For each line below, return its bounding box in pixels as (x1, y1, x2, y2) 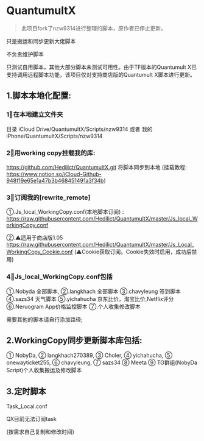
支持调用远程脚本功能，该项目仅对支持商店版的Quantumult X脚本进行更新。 (6, 71, 196, 78)
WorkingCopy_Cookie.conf (6, 248, 73, 256)
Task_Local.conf (6, 403, 47, 410)
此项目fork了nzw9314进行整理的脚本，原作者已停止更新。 (21, 24, 166, 32)
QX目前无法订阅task (6, 415, 57, 423)
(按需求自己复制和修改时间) (6, 428, 75, 436)
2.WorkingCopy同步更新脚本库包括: (6, 335, 142, 345)
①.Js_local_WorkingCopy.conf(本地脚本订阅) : (6, 208, 124, 216)
